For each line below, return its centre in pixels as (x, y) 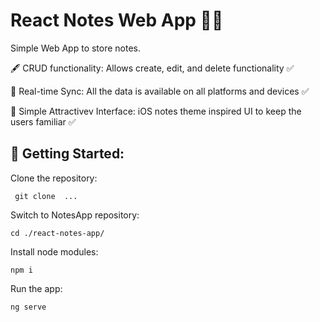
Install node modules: (54, 251)
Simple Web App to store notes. (76, 48)
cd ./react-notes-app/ (57, 233)
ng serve (28, 307)
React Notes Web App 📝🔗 (117, 20)
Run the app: (36, 288)
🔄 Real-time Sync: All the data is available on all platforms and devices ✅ (160, 91)
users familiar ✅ (43, 121)
